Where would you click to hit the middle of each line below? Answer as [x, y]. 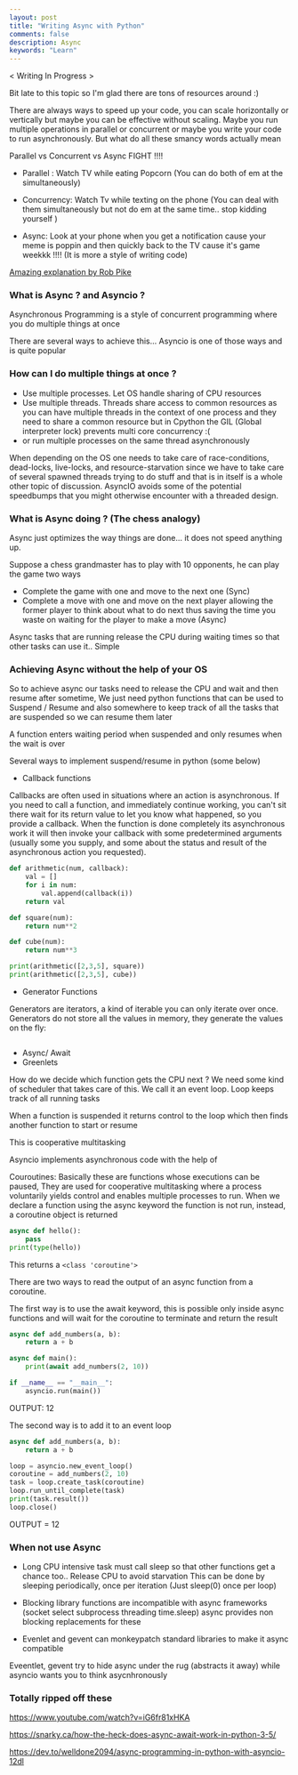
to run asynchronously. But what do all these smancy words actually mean [145, 139]
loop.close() [33, 1507]
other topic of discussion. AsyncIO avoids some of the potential [125, 486]
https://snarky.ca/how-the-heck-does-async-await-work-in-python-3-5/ [143, 1735]
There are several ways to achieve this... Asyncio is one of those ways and [146, 341]
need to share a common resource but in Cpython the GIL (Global [142, 421]
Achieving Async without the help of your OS [108, 669]
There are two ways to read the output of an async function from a [131, 1281]
